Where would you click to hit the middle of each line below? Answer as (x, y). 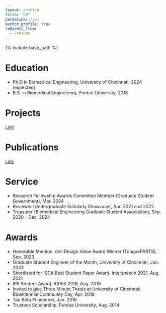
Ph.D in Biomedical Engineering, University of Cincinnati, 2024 (77, 82)
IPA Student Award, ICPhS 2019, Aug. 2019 (57, 283)
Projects (23, 113)
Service (22, 181)
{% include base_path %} (32, 48)
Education (27, 68)
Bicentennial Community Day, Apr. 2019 (53, 294)
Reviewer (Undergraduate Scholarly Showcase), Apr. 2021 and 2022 (83, 206)
